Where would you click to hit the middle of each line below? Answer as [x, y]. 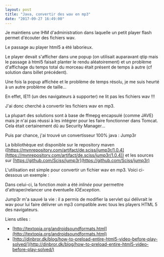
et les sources [139, 155]
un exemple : [36, 175]
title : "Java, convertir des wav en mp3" [48, 14]
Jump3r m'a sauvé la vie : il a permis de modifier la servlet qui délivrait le [79, 199]
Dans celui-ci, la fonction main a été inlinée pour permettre [64, 185]
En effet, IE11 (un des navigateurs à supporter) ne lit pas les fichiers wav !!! [80, 96]
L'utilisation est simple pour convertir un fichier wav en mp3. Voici [71, 170]
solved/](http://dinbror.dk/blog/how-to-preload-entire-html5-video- [81, 244]
